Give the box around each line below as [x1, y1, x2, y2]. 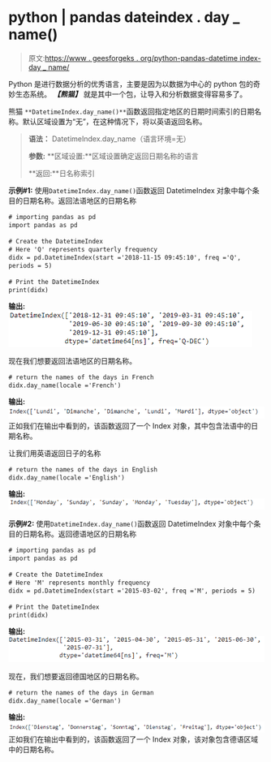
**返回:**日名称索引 [28, 168, 95, 178]
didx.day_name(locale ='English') [8, 473, 126, 482]
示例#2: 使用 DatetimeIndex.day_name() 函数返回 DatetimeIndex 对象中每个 [8, 519, 254, 528]
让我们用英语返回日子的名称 [8, 448, 101, 458]
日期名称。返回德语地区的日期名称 [22, 528, 136, 539]
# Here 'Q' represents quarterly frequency [8, 245, 158, 253]
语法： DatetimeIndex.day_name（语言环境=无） [28, 134, 191, 144]
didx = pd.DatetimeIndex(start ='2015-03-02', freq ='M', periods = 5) [8, 587, 256, 595]
